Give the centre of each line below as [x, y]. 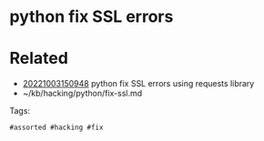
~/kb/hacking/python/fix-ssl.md [82, 94]
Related [39, 59]
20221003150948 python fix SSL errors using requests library [138, 84]
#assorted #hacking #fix [56, 128]
